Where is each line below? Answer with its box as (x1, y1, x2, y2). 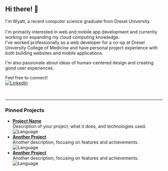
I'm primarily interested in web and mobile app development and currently (5, 28, 157, 35)
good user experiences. (5, 65, 54, 71)
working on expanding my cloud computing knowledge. (5, 34, 120, 40)
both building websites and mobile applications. (5, 50, 103, 56)
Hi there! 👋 (5, 5, 39, 13)
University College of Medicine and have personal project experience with (5, 44, 158, 50)
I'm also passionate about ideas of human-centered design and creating (5, 59, 154, 65)
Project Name (12, 118, 41, 124)
